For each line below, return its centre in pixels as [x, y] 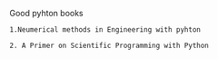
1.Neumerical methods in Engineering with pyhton [105, 30]
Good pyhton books [46, 13]
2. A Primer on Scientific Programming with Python [109, 45]
